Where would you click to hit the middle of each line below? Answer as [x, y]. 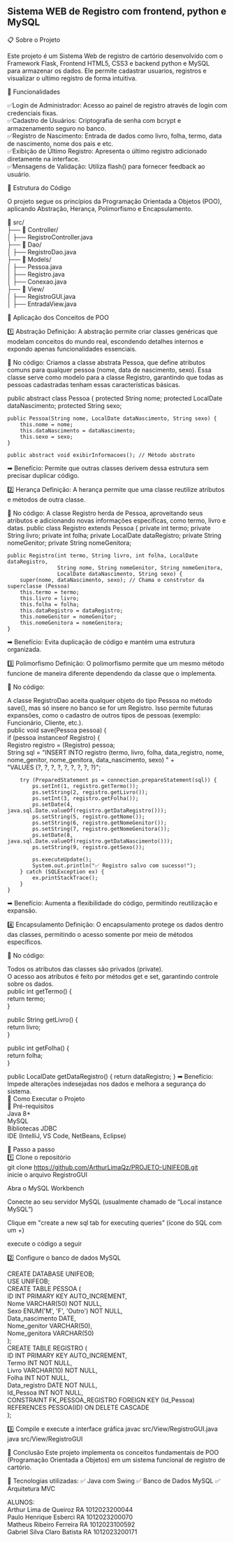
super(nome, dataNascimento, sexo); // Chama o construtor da [112, 580]
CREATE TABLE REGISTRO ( [47, 1348]
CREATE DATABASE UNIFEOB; [51, 1274]
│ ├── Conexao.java [37, 282]
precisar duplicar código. [43, 475]
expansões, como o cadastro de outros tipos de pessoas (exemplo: [104, 715]
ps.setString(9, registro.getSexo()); [89, 847]
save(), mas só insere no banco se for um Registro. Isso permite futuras [110, 708]
